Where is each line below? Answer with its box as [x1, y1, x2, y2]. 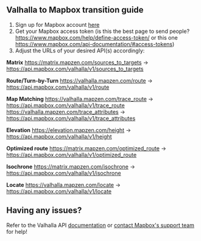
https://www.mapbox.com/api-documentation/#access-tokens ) [15, 40, 175, 47]
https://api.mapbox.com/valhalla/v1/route [6, 83, 110, 91]
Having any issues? [6, 205, 82, 215]
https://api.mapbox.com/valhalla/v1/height [6, 133, 112, 140]
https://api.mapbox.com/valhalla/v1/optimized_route [6, 151, 137, 158]
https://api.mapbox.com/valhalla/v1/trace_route [6, 102, 125, 109]
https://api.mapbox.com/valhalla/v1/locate [6, 187, 111, 195]
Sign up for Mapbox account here [15, 21, 100, 28]
